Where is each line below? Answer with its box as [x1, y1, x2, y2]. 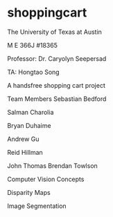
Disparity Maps [7, 188, 51, 196]
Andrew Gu [7, 135, 40, 143]
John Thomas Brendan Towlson [7, 161, 98, 170]
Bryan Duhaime [7, 121, 51, 129]
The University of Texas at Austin [7, 28, 103, 36]
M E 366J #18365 [7, 41, 58, 49]
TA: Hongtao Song [7, 68, 60, 76]
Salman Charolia [7, 108, 54, 116]
